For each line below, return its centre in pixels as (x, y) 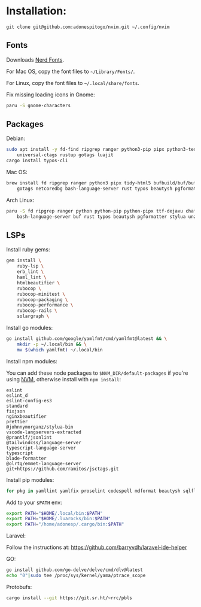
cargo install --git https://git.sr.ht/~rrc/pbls (69, 598)
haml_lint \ (32, 277)
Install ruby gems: (28, 250)
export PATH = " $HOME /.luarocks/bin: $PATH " (59, 519)
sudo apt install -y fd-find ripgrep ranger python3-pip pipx (85, 150)
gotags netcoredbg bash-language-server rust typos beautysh (95, 189)
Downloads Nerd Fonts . (35, 60)
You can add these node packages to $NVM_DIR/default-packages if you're (97, 373)
